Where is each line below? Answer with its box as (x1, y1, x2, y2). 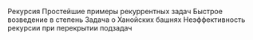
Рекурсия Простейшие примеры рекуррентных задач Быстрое (7, 7, 223, 16)
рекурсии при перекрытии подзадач (7, 24, 132, 32)
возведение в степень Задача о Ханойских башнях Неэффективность (7, 15, 246, 24)
